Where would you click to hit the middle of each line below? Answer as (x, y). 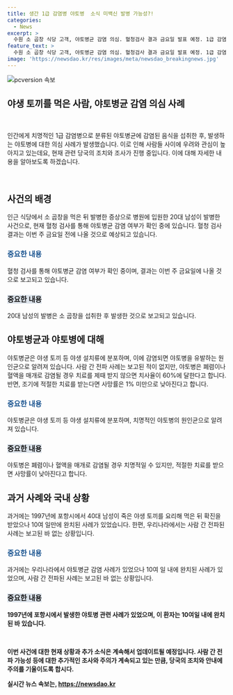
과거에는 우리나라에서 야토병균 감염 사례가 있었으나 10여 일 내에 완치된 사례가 (111, 570)
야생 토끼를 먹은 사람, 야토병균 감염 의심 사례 (96, 104)
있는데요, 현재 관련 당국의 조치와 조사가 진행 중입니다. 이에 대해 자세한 (120, 153)
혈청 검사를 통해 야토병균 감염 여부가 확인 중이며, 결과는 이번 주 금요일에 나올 (111, 271)
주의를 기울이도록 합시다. (41, 669)
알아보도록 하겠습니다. (50, 162)
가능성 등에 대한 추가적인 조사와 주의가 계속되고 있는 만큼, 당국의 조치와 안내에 (118, 660)
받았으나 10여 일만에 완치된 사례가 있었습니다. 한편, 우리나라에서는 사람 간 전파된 (116, 525)
